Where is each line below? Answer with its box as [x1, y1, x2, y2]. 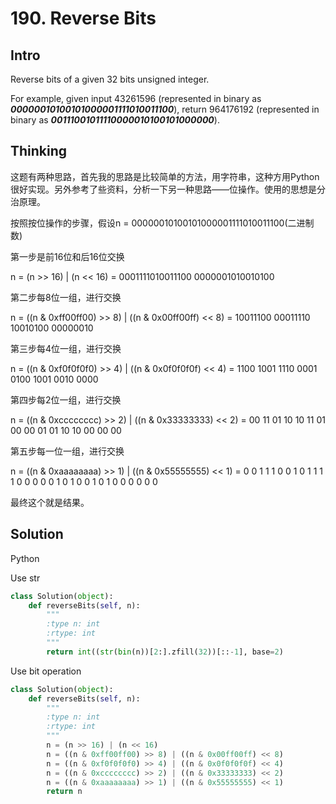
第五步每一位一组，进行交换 [10, 445, 125, 457]
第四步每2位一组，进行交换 [10, 393, 122, 406]
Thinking [10, 143, 68, 160]
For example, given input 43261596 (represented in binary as [10, 93, 262, 104]
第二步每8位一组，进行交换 [10, 291, 122, 303]
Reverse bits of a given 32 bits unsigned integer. [10, 73, 210, 85]
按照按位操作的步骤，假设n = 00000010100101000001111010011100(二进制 [10, 217, 315, 229]
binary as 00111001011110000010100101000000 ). [10, 114, 220, 126]
